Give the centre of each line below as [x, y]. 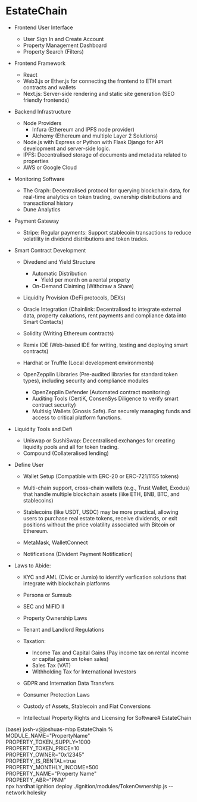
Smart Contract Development [50, 250]
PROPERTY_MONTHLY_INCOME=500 [52, 767]
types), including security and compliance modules [86, 380]
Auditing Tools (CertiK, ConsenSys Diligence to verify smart [105, 398]
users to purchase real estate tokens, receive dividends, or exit [100, 518]
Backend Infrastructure [43, 111]
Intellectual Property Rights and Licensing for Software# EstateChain [107, 717]
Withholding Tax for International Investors [84, 672]
